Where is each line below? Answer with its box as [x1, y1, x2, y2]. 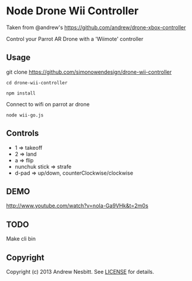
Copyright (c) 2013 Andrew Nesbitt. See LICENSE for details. [6, 269, 155, 275]
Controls [6, 128, 39, 138]
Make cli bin [6, 235, 36, 242]
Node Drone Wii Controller [6, 4, 139, 18]
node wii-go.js [6, 112, 44, 118]
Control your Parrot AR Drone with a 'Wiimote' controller [6, 35, 144, 42]
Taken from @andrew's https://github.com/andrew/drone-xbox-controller [6, 24, 186, 31]
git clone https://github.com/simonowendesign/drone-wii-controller [6, 68, 172, 75]
